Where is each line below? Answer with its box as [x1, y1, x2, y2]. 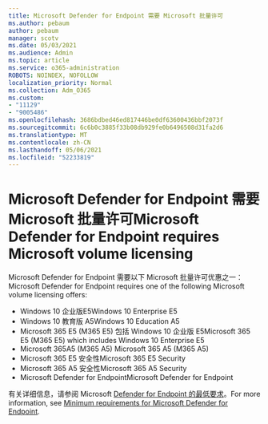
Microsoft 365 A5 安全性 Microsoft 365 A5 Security [19, 364, 187, 374]
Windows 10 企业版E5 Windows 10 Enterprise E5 [19, 306, 178, 317]
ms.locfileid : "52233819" [8, 153, 94, 161]
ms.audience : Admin [8, 49, 74, 57]
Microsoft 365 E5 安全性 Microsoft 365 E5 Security [19, 353, 186, 363]
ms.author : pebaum [8, 19, 70, 27]
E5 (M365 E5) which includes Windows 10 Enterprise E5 [19, 336, 206, 345]
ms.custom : [8, 94, 45, 102]
